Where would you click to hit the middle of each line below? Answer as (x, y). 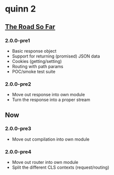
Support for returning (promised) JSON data (56, 56)
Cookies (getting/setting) (37, 61)
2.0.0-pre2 (18, 84)
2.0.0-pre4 (18, 152)
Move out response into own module (49, 95)
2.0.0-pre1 (18, 41)
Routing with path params (38, 66)
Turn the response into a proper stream (51, 100)
